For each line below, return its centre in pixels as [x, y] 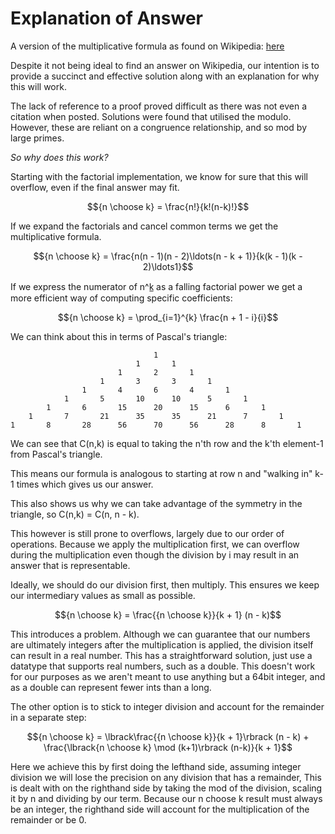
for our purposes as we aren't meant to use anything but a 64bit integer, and [168, 676]
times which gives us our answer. [85, 484]
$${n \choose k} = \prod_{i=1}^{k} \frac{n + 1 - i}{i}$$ [168, 317]
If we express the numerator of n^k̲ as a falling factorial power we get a [156, 286]
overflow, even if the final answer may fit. [95, 187]
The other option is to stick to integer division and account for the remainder [167, 706]
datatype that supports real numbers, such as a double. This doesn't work [163, 666]
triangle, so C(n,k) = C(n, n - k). [75, 514]
